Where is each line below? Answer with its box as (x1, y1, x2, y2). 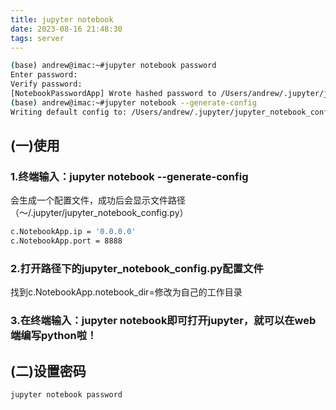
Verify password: (10, 79, 83, 90)
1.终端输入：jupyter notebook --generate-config (10, 169, 249, 183)
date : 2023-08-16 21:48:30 (10, 24, 123, 34)
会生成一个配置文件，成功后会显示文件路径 (10, 194, 186, 206)
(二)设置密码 (10, 362, 87, 380)
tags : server (10, 33, 65, 43)
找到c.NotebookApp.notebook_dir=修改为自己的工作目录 (10, 286, 243, 298)
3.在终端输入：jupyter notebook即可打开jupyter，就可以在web (10, 314, 317, 328)
